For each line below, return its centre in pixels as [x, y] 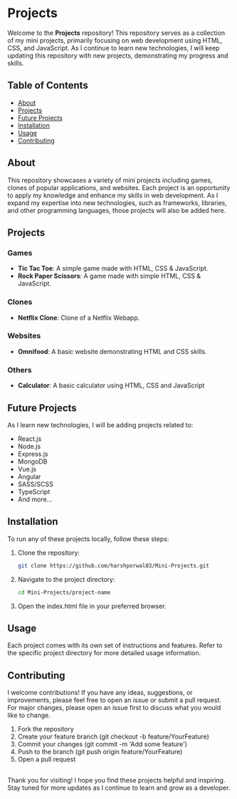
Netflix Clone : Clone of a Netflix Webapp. [79, 318]
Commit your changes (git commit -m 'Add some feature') [102, 744]
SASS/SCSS [35, 484]
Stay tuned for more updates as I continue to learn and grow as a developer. [119, 788]
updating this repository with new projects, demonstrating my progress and [118, 56]
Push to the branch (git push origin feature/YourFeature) [100, 752]
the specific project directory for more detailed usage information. [104, 653]
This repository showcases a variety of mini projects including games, [110, 180]
